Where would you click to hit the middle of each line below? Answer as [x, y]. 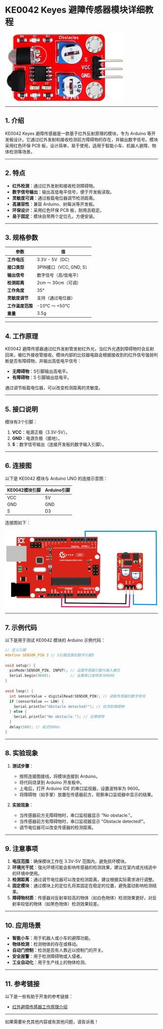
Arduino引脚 [57, 490]
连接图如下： [18, 522]
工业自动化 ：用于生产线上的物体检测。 [50, 962]
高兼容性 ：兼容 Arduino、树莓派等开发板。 [55, 204]
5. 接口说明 [21, 409]
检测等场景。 [22, 152]
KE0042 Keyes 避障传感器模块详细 [75, 10]
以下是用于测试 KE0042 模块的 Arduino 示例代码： [55, 640]
